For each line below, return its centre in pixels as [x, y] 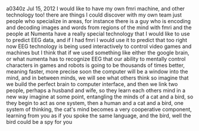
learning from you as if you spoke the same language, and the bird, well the [99, 116]
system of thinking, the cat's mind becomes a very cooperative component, [99, 109]
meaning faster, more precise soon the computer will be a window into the [97, 71]
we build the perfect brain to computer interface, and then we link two [92, 84]
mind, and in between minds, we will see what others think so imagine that [97, 78]
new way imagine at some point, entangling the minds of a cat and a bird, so [100, 97]
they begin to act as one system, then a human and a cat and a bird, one [95, 103]
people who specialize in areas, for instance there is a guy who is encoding [99, 21]
